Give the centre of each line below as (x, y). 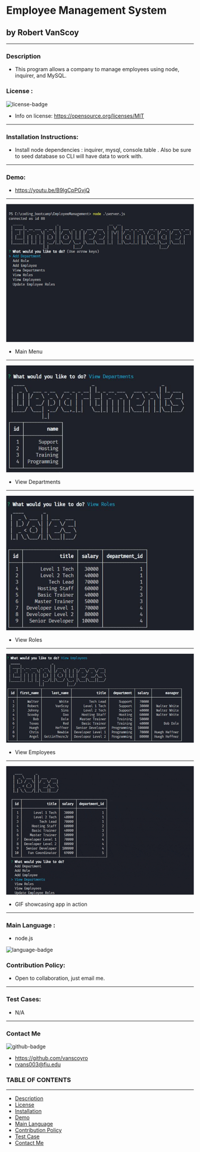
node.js (24, 938)
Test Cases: (24, 1000)
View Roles (29, 639)
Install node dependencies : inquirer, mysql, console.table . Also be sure (103, 149)
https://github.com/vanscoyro (51, 1058)
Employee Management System (86, 10)
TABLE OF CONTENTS (39, 1080)
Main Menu (29, 351)
